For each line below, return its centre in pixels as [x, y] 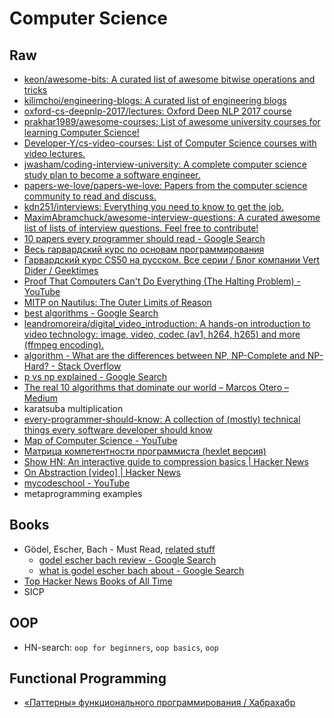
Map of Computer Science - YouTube [100, 440]
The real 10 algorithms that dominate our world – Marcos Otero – [156, 387]
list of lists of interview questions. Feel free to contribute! [141, 228]
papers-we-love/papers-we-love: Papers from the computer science [165, 185]
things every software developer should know [118, 430]
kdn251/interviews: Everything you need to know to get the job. [154, 206]
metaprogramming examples [83, 493]
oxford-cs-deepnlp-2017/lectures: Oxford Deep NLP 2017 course [157, 111]
